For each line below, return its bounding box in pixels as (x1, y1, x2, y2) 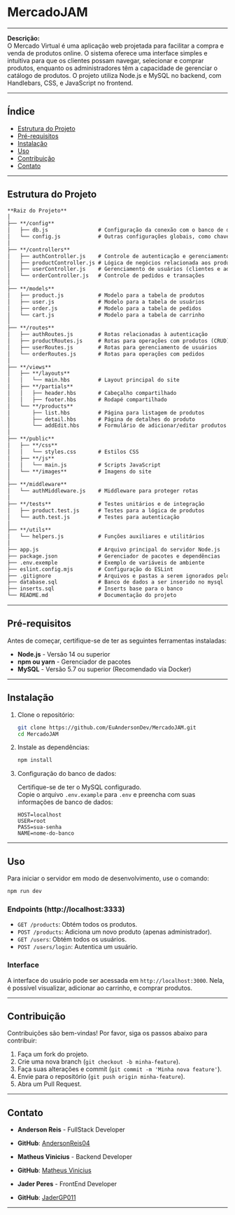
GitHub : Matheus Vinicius (17, 1166, 92, 1175)
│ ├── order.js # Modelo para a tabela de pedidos (7, 304, 201, 312)
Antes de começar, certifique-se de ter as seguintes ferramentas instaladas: (7, 636, 227, 645)
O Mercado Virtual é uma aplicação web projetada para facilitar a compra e (7, 41, 224, 50)
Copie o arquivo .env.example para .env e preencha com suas (17, 791, 196, 799)
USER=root (17, 818, 47, 825)
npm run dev (7, 888, 42, 895)
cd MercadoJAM (17, 730, 59, 737)
